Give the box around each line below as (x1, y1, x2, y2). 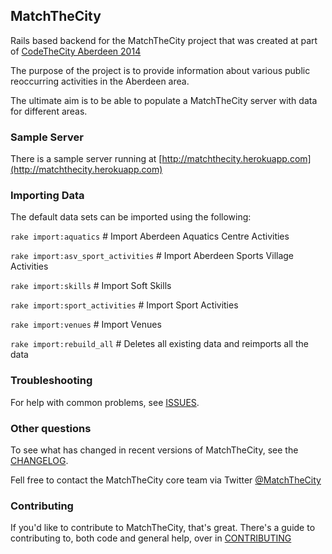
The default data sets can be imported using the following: (10, 211, 252, 223)
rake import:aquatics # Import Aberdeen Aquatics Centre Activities (10, 230, 290, 243)
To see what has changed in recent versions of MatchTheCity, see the (10, 444, 299, 456)
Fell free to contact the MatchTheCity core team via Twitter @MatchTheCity (10, 474, 322, 486)
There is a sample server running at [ (10, 153, 163, 165)
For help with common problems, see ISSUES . (10, 396, 200, 408)
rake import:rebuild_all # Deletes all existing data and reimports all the (10, 338, 309, 350)
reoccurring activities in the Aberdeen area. (10, 75, 190, 87)
